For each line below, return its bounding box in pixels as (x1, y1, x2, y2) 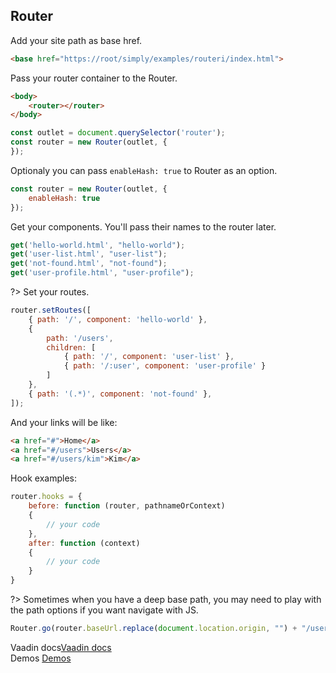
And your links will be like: (10, 416, 118, 428)
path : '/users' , (46, 333, 114, 343)
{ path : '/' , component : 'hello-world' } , (28, 314, 208, 324)
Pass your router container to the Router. (10, 72, 178, 84)
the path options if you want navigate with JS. (10, 604, 199, 616)
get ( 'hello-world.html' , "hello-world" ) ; (10, 240, 186, 250)
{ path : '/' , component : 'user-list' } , (63, 352, 235, 362)
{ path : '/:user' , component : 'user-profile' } (63, 361, 267, 371)
